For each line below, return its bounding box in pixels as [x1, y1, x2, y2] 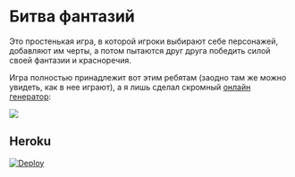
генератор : [9, 91, 52, 102]
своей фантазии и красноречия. [9, 55, 132, 65]
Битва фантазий [9, 6, 136, 27]
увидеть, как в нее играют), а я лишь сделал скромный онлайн [9, 81, 251, 92]
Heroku [9, 134, 52, 149]
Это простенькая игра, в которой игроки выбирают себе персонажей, [9, 36, 279, 46]
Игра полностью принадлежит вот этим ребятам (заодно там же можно [9, 72, 287, 82]
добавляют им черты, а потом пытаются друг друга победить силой [9, 45, 271, 55]
